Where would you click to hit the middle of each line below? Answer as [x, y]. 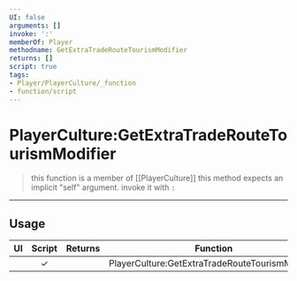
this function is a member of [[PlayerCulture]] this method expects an [157, 178]
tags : [19, 75]
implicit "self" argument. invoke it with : [103, 187]
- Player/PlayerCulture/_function [73, 83]
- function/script [43, 91]
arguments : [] [35, 26]
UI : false [27, 17]
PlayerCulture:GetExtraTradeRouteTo [148, 135]
